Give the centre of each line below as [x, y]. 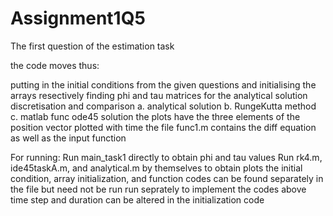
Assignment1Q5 [78, 18]
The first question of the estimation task [92, 46]
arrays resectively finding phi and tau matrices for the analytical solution [159, 95]
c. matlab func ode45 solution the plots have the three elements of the [155, 116]
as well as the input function [68, 138]
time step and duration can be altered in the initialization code [137, 199]
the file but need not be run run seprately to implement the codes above [158, 189]
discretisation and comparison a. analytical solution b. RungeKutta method [163, 106]
